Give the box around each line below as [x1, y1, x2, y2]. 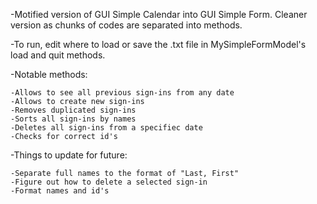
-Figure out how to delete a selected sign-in [10, 177, 208, 187]
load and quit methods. [10, 49, 106, 61]
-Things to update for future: [10, 149, 128, 161]
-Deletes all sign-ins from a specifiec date [10, 123, 203, 133]
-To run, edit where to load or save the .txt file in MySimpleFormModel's [10, 39, 307, 50]
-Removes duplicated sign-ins [10, 105, 137, 115]
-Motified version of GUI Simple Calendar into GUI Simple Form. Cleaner [10, 9, 308, 20]
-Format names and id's [10, 186, 110, 196]
